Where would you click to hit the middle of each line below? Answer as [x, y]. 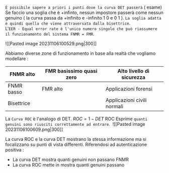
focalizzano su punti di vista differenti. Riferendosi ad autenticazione [76, 144]
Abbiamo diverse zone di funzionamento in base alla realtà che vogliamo [80, 53]
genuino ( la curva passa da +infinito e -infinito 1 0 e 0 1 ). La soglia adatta [83, 18]
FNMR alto [22, 74]
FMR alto [52, 89]
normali [114, 106]
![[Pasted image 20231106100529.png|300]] [51, 44]
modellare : [17, 59]
